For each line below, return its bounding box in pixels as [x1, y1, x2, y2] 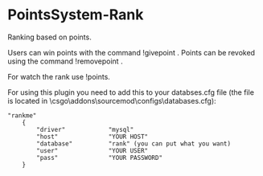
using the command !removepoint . [7, 56, 123, 66]
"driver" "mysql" [36, 125, 134, 133]
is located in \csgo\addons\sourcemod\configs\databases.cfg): [7, 96, 216, 105]
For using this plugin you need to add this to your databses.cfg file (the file [7, 87, 255, 97]
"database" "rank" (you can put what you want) [36, 139, 231, 148]
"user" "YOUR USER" [36, 146, 149, 154]
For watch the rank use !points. [7, 72, 110, 81]
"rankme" [7, 111, 37, 120]
